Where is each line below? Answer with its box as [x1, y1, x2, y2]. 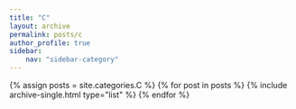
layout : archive [9, 22, 70, 31]
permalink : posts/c [9, 30, 83, 39]
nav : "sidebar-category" [25, 55, 119, 64]
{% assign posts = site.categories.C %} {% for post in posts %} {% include [9, 80, 288, 90]
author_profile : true [9, 38, 91, 48]
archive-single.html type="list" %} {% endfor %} [9, 89, 190, 100]
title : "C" [9, 13, 51, 23]
